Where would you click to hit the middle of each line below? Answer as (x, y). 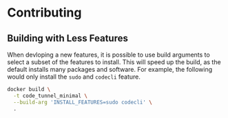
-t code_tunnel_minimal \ (51, 96)
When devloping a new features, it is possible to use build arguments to (108, 55)
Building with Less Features (68, 38)
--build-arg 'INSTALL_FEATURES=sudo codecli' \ (83, 102)
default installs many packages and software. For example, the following (110, 69)
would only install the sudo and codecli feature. (74, 77)
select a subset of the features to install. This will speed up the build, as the (114, 62)
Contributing (44, 13)
